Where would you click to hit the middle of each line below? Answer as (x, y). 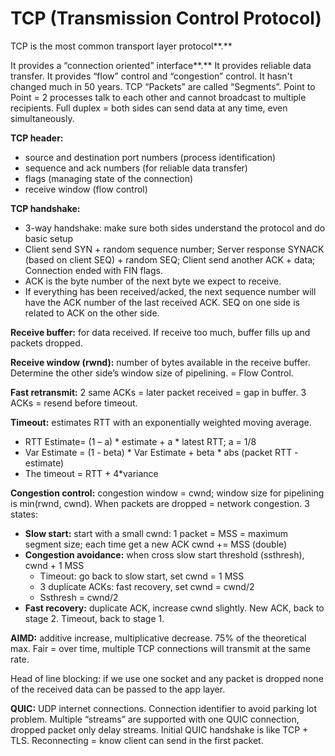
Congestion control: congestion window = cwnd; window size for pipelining (167, 493)
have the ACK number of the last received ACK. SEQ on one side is (162, 302)
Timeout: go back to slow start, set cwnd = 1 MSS (142, 576)
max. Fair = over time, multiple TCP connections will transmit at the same (160, 648)
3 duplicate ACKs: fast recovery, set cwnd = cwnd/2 (147, 586)
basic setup (49, 238)
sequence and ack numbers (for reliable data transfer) (136, 168)
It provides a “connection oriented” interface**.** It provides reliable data (161, 65)
